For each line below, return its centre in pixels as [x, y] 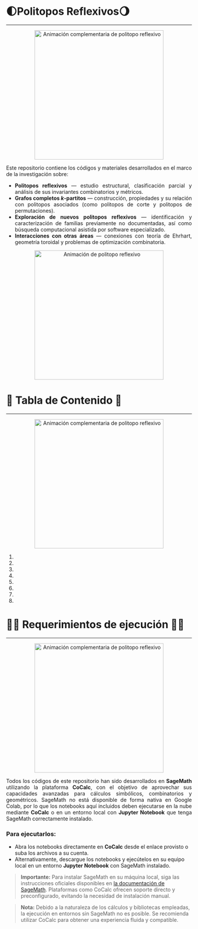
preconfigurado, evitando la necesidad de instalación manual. [95, 896]
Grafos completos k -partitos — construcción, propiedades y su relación [103, 198]
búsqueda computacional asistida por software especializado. [90, 229]
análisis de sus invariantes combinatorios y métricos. [79, 191]
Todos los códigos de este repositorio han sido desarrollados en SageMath [99, 781]
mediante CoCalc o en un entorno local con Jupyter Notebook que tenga [99, 812]
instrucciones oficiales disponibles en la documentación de [93, 883]
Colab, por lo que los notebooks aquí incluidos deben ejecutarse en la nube [99, 806]
